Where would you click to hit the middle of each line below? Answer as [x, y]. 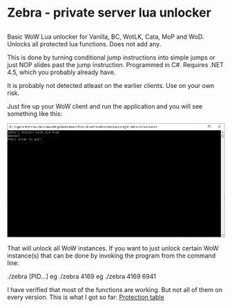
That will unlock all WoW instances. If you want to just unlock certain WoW [113, 248]
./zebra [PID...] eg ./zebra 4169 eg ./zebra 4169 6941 [82, 277]
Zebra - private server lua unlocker [109, 13]
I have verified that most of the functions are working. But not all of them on [115, 290]
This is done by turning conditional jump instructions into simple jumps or [112, 57]
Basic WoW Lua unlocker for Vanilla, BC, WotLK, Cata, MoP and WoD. [106, 37]
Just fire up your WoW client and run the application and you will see [105, 106]
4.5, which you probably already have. [61, 72]
